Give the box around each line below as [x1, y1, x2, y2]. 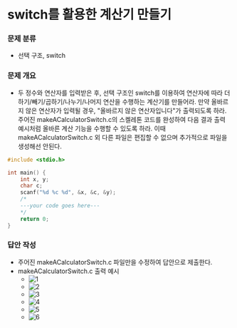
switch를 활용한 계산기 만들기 [7, 6, 172, 23]
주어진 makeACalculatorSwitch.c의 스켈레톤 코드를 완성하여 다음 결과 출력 [17, 115, 226, 123]
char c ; [20, 183, 43, 190]
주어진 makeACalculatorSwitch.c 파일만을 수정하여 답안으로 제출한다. [17, 257, 213, 266]
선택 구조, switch [17, 51, 66, 60]
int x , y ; [20, 175, 50, 183]
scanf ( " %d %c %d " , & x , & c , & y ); [20, 189, 116, 196]
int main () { [7, 169, 46, 176]
